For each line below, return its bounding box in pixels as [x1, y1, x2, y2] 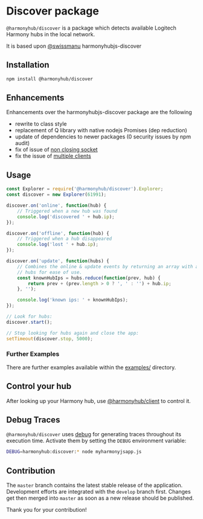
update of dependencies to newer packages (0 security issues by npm [14, 133, 192, 140]
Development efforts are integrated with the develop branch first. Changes [6, 488, 192, 495]
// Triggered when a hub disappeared [17, 236, 112, 242]
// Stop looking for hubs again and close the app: [6, 330, 139, 336]
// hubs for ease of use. [17, 269, 83, 276]
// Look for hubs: [6, 314, 53, 320]
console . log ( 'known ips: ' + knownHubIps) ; [17, 297, 129, 303]
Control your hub [6, 381, 71, 392]
